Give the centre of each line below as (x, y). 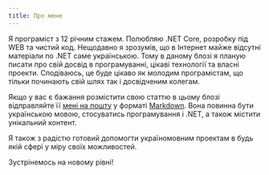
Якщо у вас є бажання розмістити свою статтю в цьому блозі (114, 96)
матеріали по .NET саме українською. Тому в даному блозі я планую (127, 55)
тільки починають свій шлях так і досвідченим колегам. (104, 81)
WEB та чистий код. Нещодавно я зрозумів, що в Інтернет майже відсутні (134, 47)
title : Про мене (35, 16)
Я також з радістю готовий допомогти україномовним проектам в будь (131, 138)
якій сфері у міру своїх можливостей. (73, 146)
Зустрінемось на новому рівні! (61, 162)
